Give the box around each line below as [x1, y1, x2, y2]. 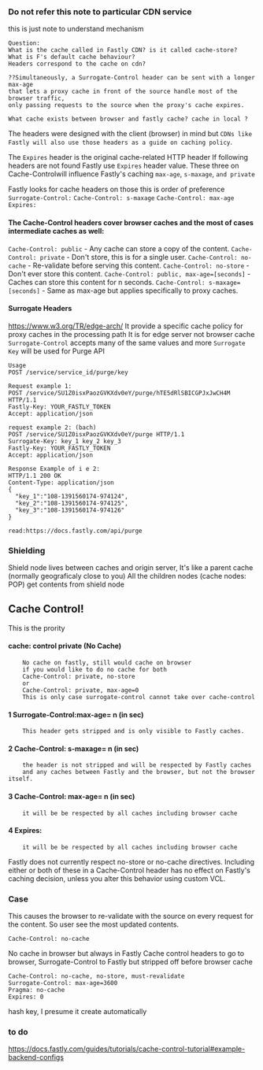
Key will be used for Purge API [8, 346, 105, 356]
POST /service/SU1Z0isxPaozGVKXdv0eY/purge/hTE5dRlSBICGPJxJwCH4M [8, 389, 231, 397]
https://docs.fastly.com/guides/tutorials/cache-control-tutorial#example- [8, 1044, 246, 1053]
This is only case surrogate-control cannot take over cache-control [22, 694, 256, 702]
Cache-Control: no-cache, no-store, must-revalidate [8, 972, 185, 980]
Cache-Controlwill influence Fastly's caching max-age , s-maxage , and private [8, 169, 256, 179]
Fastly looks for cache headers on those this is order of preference [8, 184, 225, 194]
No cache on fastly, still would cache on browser [22, 659, 192, 667]
